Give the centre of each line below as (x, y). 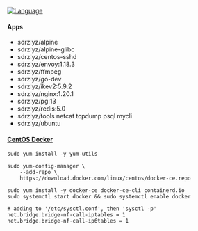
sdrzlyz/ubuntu (39, 124)
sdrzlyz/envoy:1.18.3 (46, 64)
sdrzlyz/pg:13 (37, 102)
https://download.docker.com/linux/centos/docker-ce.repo (105, 178)
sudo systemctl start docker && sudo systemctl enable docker (99, 197)
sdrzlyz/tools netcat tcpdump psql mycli (75, 116)
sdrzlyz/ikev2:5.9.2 (44, 86)
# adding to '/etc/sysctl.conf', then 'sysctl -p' (82, 209)
